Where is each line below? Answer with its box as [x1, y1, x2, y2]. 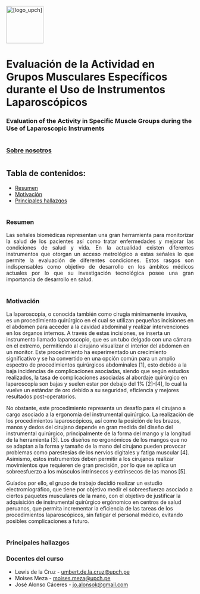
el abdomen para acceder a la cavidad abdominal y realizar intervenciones [6, 323, 189, 331]
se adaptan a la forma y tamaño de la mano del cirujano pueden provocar [6, 442, 186, 450]
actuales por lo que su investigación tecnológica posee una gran [6, 269, 194, 277]
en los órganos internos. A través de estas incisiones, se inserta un [6, 330, 171, 337]
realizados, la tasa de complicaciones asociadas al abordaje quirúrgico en [6, 374, 187, 381]
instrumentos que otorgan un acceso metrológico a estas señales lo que [6, 251, 194, 258]
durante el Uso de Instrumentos [6, 83, 165, 97]
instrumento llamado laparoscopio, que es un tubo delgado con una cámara [6, 336, 192, 343]
